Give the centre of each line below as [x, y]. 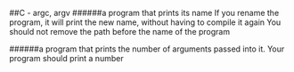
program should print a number [66, 58]
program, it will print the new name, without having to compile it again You [145, 22]
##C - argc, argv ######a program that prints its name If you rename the [144, 13]
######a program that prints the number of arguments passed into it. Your [147, 49]
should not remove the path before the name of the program [119, 32]
